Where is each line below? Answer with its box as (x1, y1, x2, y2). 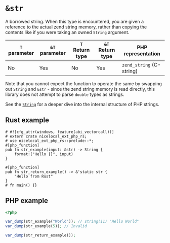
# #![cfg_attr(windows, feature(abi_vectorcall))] (5, 129, 114, 134)
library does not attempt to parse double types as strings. (5, 91, 124, 97)
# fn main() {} (5, 183, 37, 188)
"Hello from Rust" (14, 173, 53, 179)
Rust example (5, 116, 50, 125)
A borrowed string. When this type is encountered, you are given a (5, 18, 144, 24)
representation (123, 50, 161, 57)
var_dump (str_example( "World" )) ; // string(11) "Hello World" (5, 219, 139, 224)
